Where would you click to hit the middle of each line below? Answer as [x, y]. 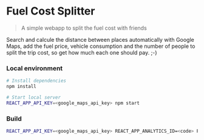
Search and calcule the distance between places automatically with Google [100, 39]
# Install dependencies [36, 81]
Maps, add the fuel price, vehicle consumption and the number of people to [101, 46]
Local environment [35, 68]
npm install [21, 87]
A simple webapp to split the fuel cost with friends [84, 28]
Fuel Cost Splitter [51, 11]
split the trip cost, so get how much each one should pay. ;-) [82, 52]
